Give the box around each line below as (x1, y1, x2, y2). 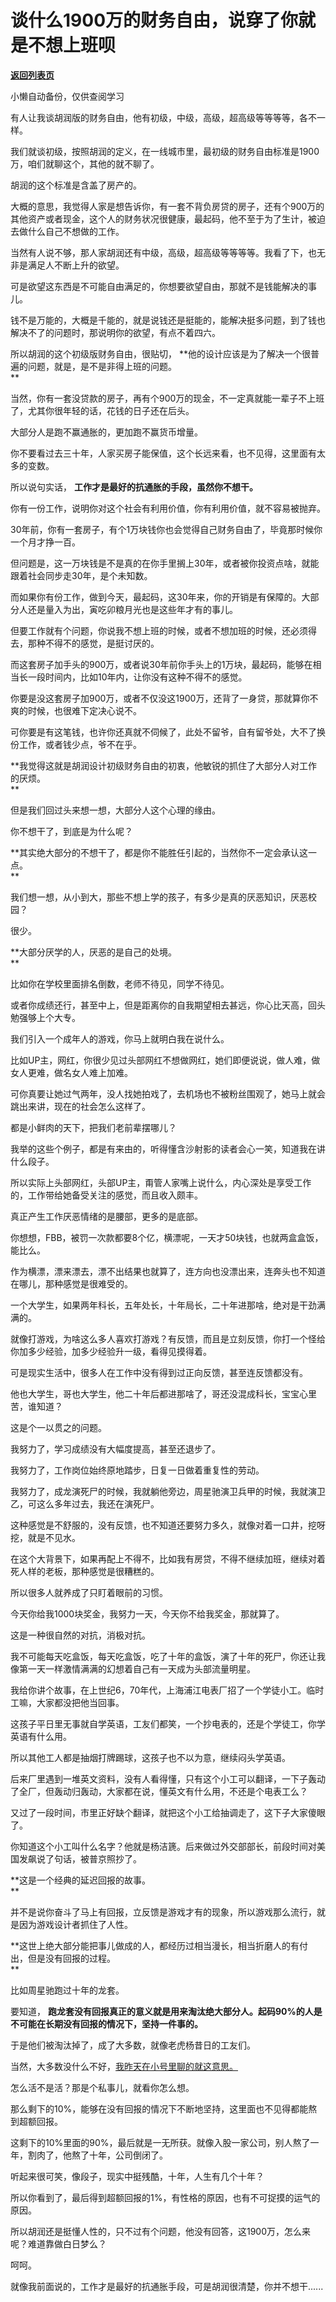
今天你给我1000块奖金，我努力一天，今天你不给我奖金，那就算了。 (10, 1607, 285, 1620)
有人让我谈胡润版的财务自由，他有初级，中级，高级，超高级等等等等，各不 (10, 111, 317, 123)
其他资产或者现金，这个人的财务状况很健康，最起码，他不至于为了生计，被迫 (10, 212, 326, 225)
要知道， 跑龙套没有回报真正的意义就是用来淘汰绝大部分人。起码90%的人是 (10, 2005, 323, 2017)
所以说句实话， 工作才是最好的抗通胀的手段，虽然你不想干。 (10, 481, 258, 493)
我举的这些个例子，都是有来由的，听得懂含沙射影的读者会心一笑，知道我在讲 (10, 1142, 326, 1155)
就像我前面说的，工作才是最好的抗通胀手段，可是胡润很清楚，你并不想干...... (10, 2280, 324, 2292)
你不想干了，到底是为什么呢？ (10, 825, 133, 837)
